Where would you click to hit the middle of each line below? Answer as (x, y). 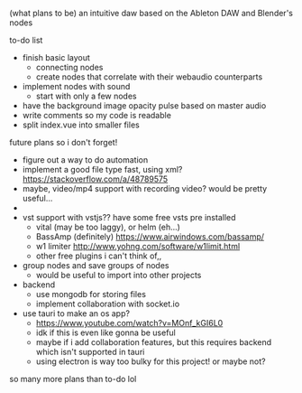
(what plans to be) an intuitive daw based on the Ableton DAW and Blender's (151, 13)
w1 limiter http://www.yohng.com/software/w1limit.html (138, 246)
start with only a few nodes (86, 96)
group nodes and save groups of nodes (96, 265)
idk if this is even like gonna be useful (105, 332)
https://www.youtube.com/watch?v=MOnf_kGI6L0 (129, 323)
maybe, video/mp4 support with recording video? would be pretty (145, 188)
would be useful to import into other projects (119, 275)
